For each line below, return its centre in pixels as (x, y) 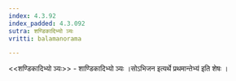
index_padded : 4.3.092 (47, 23)
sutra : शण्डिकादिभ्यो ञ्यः (41, 31)
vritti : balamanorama (45, 38)
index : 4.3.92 (33, 16)
